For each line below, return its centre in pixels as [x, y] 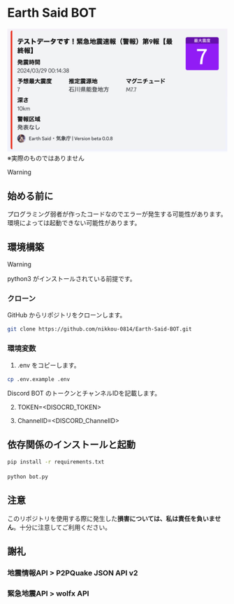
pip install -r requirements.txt [56, 462]
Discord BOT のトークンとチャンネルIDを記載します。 [84, 394]
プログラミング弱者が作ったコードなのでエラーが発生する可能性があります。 [117, 214]
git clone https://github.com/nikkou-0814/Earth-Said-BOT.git [100, 329]
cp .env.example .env [39, 379]
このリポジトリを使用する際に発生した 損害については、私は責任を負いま [111, 518]
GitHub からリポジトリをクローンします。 [67, 315]
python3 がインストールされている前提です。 [72, 279]
